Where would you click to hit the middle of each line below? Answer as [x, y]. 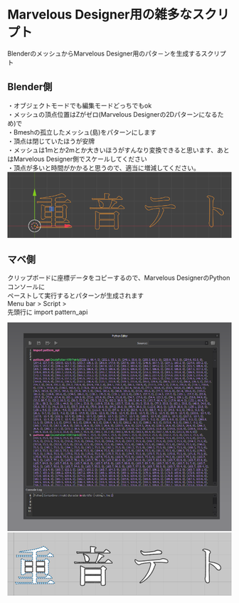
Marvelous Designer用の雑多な [100, 15]
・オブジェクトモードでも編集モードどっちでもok [80, 105]
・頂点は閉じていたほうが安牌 [51, 141]
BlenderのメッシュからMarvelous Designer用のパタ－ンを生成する [104, 53]
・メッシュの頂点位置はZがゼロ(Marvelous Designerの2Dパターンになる [113, 114]
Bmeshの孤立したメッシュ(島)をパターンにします [85, 132]
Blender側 [30, 87]
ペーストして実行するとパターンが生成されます [76, 295]
